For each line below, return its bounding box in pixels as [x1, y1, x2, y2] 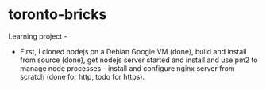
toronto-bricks [8, 6, 107, 24]
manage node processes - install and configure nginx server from [19, 63, 236, 72]
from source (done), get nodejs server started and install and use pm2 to [19, 55, 258, 65]
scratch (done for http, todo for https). [19, 72, 145, 81]
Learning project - [8, 32, 67, 41]
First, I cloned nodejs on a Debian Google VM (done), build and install [19, 46, 247, 56]
